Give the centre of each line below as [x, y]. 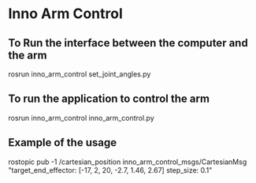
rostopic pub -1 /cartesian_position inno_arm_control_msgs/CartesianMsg [128, 162]
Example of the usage [62, 143]
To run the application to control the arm [109, 99]
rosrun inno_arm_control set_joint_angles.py [80, 74]
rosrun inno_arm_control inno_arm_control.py [82, 118]
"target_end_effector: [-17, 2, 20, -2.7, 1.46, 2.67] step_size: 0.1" [110, 170]
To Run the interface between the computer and [128, 43]
